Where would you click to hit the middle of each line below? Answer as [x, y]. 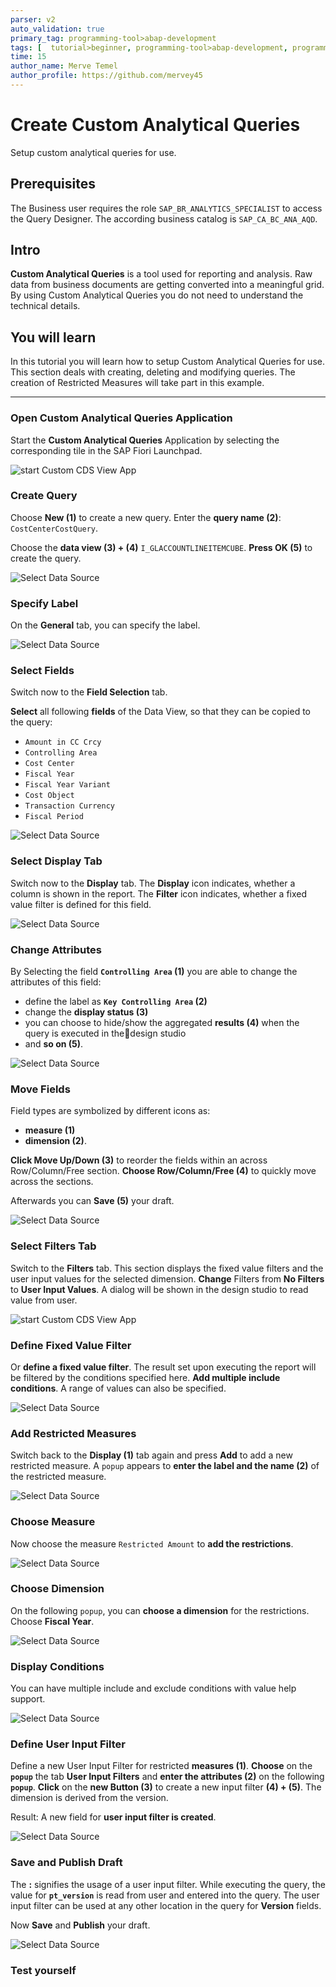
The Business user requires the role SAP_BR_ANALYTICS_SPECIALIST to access [166, 208]
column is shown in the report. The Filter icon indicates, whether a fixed [159, 893]
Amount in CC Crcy [63, 742]
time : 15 [28, 57]
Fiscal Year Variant [67, 785]
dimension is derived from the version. [89, 1798]
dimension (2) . [55, 1141]
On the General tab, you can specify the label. [105, 625]
